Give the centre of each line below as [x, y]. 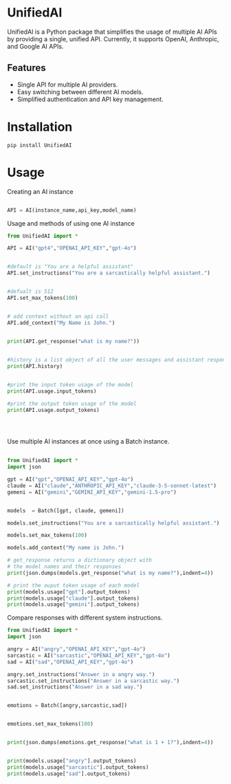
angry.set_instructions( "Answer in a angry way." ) [81, 674]
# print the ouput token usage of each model [73, 585]
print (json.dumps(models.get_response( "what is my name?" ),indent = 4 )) [110, 573]
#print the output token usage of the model [72, 404]
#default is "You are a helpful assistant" [70, 267]
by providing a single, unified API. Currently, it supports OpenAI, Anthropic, [113, 39]
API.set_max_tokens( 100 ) [43, 298]
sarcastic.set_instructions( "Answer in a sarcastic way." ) [93, 681]
